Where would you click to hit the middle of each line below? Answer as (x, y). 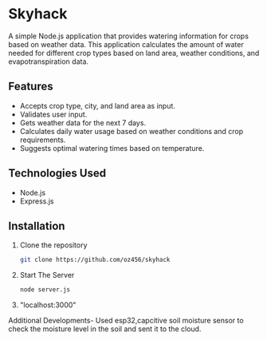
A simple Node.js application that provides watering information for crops (129, 36)
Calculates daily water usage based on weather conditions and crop (132, 131)
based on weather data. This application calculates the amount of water (126, 44)
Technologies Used (57, 174)
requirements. (43, 140)
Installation (37, 225)
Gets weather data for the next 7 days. (82, 123)
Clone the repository (53, 245)
